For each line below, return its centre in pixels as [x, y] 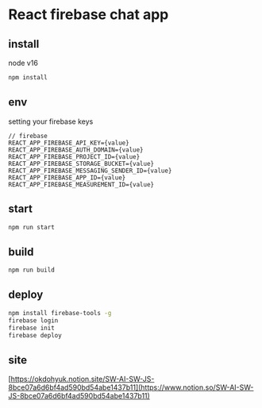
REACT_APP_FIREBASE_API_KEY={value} [69, 143]
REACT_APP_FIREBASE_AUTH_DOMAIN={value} [76, 150]
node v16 [23, 63]
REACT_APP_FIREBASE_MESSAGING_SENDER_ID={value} [90, 171]
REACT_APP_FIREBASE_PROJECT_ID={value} [74, 156]
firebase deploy [35, 335]
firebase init [32, 328]
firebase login [33, 320]
